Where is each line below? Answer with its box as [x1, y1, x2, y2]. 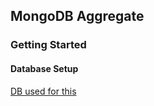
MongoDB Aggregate [10, 8, 145, 25]
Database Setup [10, 62, 79, 74]
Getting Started [10, 38, 87, 52]
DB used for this [10, 85, 77, 97]
